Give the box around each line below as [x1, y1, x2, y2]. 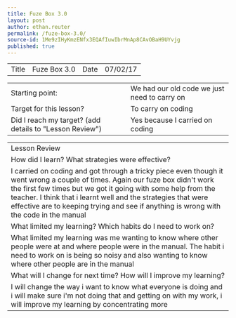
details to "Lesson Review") [11, 124, 102, 133]
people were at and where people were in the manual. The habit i [11, 241, 225, 251]
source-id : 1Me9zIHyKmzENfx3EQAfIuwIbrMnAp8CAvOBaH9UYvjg [7, 37, 181, 44]
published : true [7, 43, 55, 50]
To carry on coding [130, 104, 193, 113]
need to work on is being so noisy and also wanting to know [11, 251, 208, 260]
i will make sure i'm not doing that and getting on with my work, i [11, 291, 223, 300]
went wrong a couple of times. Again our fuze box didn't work [11, 175, 214, 185]
